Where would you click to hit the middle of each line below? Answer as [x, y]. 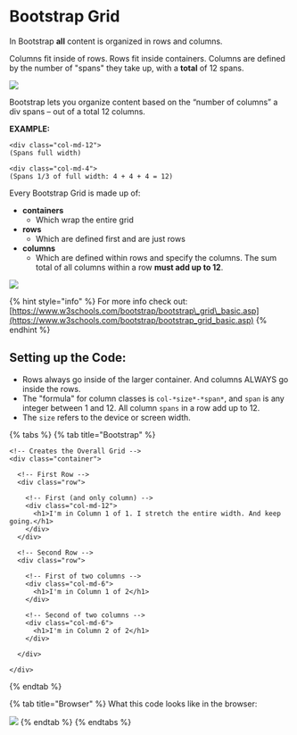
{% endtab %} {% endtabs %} [76, 722]
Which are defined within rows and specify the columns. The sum [156, 257]
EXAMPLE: [30, 129]
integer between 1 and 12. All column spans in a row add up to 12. [141, 407]
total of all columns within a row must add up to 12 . [129, 267]
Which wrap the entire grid [84, 220]
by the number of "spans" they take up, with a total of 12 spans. [127, 68]
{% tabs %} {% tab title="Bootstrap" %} [82, 434]
